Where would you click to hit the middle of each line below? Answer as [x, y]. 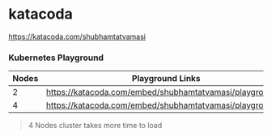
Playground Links [166, 79]
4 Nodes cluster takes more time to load [95, 126]
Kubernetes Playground [56, 58]
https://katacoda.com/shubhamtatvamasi [77, 36]
